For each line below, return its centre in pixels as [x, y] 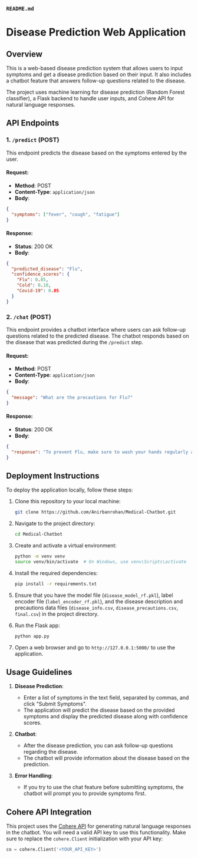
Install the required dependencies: [56, 573]
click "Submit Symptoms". [55, 704]
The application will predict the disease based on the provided [99, 710]
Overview [24, 54]
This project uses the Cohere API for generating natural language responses [99, 826]
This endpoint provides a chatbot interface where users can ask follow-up [96, 329]
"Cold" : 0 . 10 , [34, 285]
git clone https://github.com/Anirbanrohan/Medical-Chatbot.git [95, 512]
